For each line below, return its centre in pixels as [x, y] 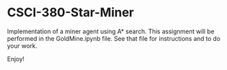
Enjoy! [16, 58]
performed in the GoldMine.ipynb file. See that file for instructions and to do [114, 38]
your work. [22, 46]
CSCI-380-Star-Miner [71, 13]
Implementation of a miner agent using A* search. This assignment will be [111, 31]
